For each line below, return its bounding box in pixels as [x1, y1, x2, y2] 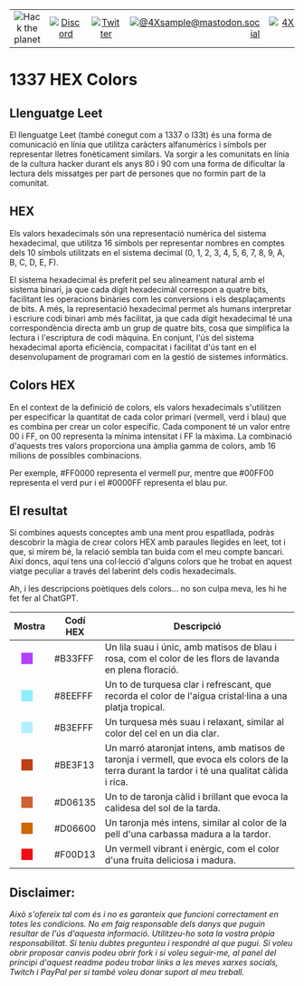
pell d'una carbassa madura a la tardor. [104, 828, 271, 841]
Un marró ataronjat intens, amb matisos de [104, 742, 286, 755]
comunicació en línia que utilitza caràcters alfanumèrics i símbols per [9, 140, 267, 150]
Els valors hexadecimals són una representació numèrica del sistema [9, 227, 267, 238]
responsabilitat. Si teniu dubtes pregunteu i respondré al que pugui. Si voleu [9, 938, 293, 949]
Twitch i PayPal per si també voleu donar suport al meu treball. [9, 967, 245, 978]
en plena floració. [104, 663, 179, 676]
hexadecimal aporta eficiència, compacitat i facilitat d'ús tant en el [9, 342, 257, 353]
